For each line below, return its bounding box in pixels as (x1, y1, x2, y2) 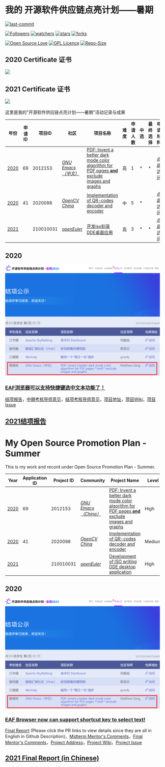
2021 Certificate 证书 (5, 85, 70, 93)
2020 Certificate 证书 (5, 56, 72, 64)
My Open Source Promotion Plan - (5, 437, 147, 448)
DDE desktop (109, 563, 136, 569)
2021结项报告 (5, 417, 47, 426)
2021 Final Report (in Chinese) (5, 754, 99, 763)
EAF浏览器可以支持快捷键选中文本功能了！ (5, 384, 106, 391)
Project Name (110, 477, 139, 483)
